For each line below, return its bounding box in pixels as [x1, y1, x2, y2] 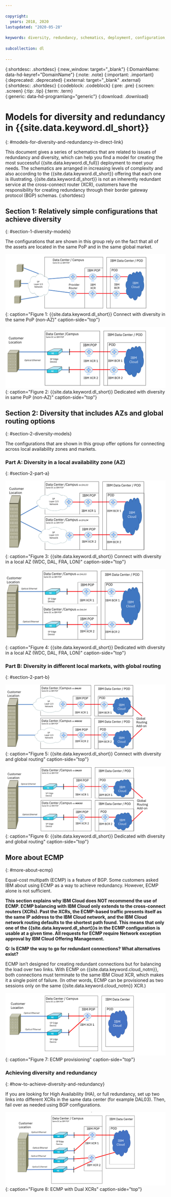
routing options [5, 417, 55, 426]
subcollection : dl [5, 46, 44, 51]
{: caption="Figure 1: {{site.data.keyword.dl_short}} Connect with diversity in [5, 311, 165, 317]
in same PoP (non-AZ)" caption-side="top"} [5, 394, 98, 401]
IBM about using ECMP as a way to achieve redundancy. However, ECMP [5, 882, 159, 888]
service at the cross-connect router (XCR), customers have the [5, 181, 137, 188]
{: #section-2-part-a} [5, 470, 50, 476]
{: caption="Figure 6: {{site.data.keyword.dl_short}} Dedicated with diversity [5, 833, 165, 839]
